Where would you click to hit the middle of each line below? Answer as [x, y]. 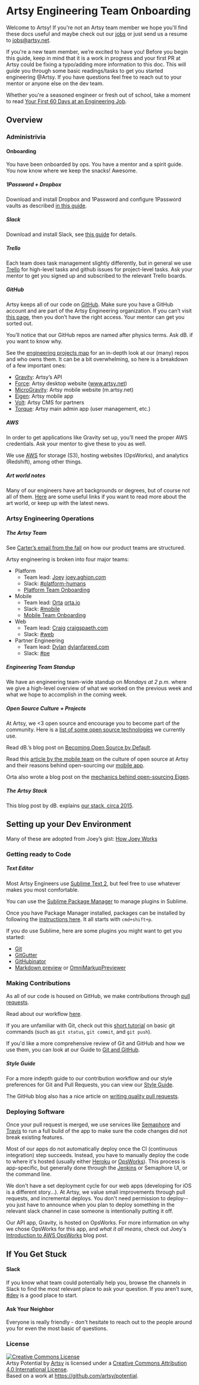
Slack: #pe [37, 653]
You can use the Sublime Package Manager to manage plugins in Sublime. [97, 901]
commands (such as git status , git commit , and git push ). [79, 1032]
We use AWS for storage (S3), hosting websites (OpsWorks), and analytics [97, 456]
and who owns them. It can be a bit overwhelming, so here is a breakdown [97, 360]
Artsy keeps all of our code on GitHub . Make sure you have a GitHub [90, 305]
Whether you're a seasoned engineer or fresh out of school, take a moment [99, 95]
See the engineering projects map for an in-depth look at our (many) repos [97, 353]
